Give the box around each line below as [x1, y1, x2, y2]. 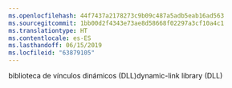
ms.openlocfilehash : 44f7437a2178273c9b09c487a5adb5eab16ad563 [8, 11, 225, 20]
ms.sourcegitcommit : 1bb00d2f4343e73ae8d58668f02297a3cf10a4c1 [8, 19, 225, 27]
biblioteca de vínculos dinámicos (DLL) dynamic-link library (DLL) [8, 71, 223, 80]
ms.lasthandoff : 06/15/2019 [8, 42, 103, 50]
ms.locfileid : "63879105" [8, 49, 95, 57]
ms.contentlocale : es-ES [8, 34, 92, 42]
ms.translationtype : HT [8, 26, 88, 34]
